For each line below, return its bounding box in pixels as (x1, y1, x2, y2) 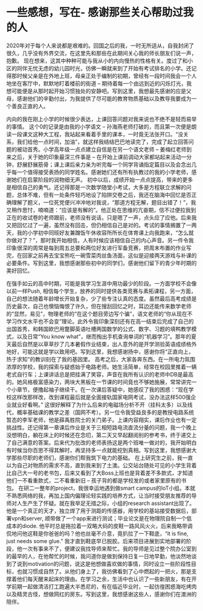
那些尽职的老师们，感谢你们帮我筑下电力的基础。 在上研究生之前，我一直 (11, 454, 193, 461)
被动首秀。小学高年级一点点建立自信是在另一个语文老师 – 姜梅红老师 (16, 145, 187, 153)
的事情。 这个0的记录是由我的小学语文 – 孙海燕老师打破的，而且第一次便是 (6, 122, 192, 130)
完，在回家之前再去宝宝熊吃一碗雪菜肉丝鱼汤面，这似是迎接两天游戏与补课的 (6, 252, 197, 259)
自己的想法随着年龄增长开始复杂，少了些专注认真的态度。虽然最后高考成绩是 (6, 295, 197, 302)
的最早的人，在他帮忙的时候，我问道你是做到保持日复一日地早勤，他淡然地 (6, 552, 192, 559)
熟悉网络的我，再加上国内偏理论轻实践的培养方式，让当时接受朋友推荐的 (11, 492, 192, 499)
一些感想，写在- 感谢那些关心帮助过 (6, 5, 183, 19)
